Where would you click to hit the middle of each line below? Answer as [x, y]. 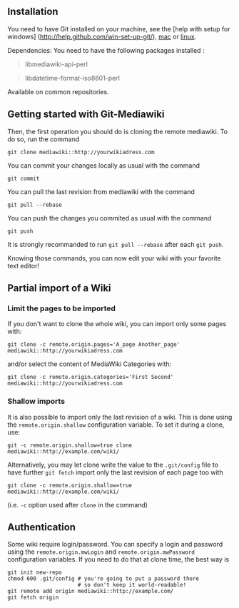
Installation [33, 12]
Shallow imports [36, 401]
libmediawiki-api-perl [56, 64]
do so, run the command [44, 139]
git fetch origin [33, 598]
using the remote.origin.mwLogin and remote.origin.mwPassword [101, 552]
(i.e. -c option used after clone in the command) [78, 505]
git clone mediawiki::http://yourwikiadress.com [81, 152]
